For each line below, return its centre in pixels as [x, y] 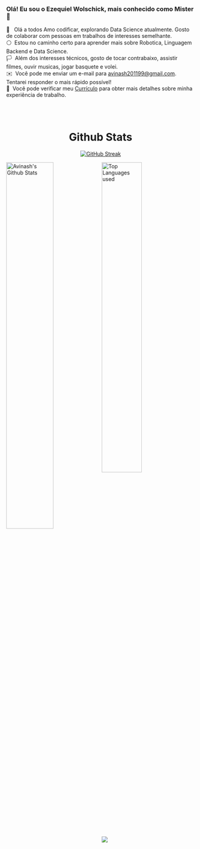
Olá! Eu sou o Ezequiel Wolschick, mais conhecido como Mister [100, 9]
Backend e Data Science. [37, 51]
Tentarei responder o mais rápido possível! [59, 82]
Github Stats [101, 137]
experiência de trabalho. [36, 95]
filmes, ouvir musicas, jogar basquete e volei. [62, 67]
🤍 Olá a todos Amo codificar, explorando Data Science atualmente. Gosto [98, 29]
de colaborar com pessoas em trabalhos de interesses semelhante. [89, 36]
